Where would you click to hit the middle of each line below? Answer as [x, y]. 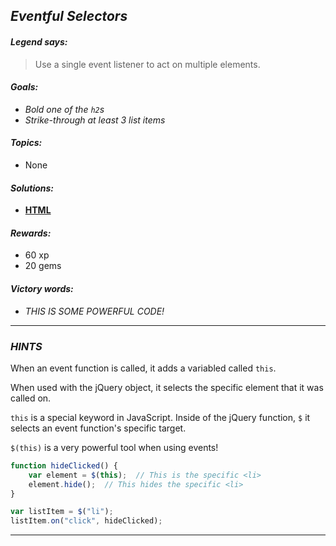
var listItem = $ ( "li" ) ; [62, 512]
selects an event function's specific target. [98, 428]
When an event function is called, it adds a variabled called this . [143, 368]
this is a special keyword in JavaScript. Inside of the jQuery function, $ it [160, 417]
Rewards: [31, 233]
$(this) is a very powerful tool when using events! [114, 447]
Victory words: [42, 288]
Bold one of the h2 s [64, 109]
